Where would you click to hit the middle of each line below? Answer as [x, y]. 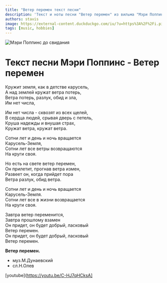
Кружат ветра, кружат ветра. [36, 129]
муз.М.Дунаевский [33, 261]
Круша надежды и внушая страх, [40, 123]
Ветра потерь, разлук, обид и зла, [41, 98]
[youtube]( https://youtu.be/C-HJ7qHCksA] [49, 276]
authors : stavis [22, 19]
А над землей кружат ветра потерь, [43, 92]
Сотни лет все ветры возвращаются [44, 149]
